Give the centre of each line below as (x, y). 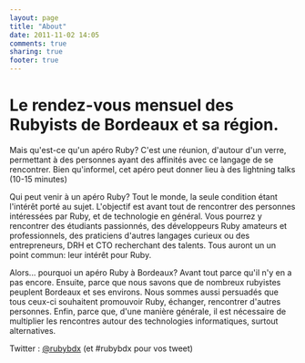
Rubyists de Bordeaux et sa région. (144, 125)
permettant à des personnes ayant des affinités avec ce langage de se (142, 160)
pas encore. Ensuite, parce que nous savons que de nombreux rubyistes (145, 282)
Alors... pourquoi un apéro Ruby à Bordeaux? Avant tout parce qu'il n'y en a (151, 272)
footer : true (34, 60)
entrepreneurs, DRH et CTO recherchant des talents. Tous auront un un (143, 245)
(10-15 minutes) (39, 179)
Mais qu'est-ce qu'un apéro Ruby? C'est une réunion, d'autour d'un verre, (148, 150)
